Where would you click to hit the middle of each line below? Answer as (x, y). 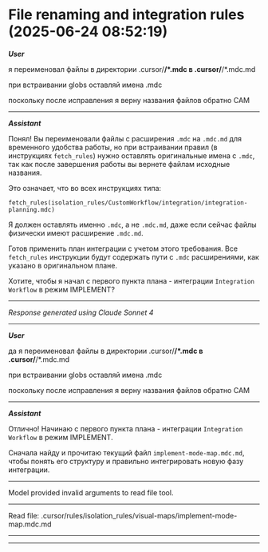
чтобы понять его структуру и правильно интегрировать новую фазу (126, 461)
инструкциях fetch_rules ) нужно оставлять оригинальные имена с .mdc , (132, 155)
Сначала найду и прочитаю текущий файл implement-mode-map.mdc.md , (126, 452)
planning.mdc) (32, 209)
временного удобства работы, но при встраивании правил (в (113, 147)
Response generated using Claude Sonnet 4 (81, 312)
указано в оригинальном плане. (63, 265)
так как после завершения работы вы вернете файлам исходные (119, 164)
